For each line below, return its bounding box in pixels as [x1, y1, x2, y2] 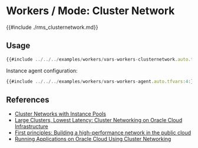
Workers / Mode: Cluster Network [6, 4, 175, 18]
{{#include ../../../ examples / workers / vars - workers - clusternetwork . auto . [6, 56, 192, 63]
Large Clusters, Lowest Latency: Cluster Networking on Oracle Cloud [14, 117, 183, 124]
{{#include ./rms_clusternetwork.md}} [6, 24, 98, 31]
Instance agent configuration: [6, 67, 78, 74]
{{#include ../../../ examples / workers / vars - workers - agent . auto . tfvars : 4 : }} [6, 78, 196, 84]
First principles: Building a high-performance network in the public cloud [14, 129, 192, 136]
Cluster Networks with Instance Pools [14, 110, 106, 117]
